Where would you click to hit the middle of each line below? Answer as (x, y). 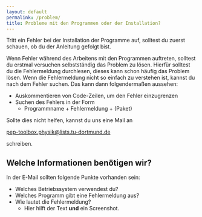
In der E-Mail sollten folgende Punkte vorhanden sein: (73, 177)
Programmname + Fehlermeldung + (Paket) (78, 109)
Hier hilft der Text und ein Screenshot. (72, 209)
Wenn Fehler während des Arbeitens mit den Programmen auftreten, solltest (101, 59)
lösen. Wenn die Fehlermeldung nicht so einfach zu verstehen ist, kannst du (101, 78)
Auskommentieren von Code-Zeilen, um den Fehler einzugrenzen (96, 96)
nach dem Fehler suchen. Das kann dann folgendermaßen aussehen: (92, 84)
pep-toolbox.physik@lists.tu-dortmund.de (58, 132)
